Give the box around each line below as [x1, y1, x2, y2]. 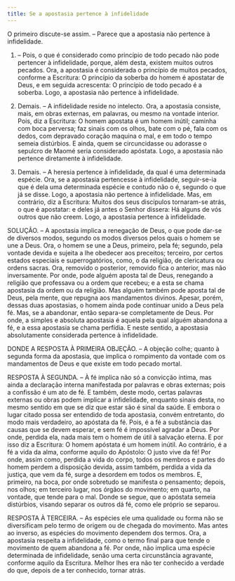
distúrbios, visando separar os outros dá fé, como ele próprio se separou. [7, 500, 220, 509]
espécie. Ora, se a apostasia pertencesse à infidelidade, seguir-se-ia [17, 175, 217, 184]
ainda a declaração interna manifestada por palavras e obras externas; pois [7, 381, 226, 389]
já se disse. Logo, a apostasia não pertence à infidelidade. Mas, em [17, 190, 213, 198]
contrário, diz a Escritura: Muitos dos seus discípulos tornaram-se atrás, [17, 198, 227, 206]
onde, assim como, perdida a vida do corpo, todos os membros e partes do [7, 455, 225, 464]
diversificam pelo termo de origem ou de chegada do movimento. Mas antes [7, 521, 229, 530]
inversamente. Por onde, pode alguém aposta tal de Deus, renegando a [7, 271, 214, 279]
